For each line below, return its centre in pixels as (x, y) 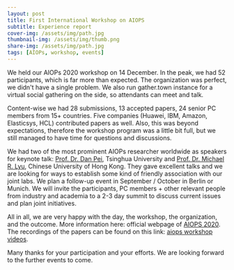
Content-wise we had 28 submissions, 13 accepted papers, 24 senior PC (112, 108)
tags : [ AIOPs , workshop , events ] (56, 53)
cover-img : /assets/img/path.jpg (56, 33)
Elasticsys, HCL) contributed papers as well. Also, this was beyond (103, 123)
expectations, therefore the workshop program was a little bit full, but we (111, 130)
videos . (18, 239)
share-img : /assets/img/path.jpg (56, 46)
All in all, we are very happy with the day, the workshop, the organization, (112, 216)
